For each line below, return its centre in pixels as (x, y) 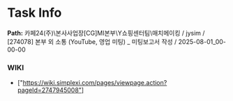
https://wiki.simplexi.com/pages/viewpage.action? (95, 83)
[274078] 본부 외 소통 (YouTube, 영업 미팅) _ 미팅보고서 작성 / (92, 41)
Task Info (35, 13)
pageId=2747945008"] (51, 90)
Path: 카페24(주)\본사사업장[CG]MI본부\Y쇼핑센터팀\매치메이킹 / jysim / (106, 33)
